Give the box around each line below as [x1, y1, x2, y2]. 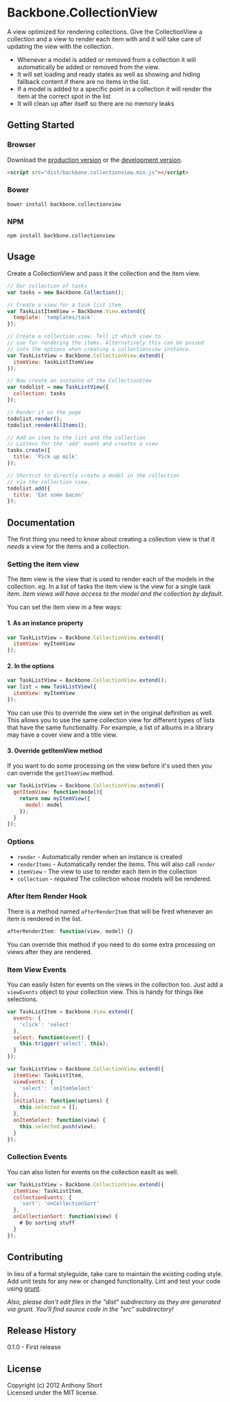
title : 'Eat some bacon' [13, 491, 84, 498]
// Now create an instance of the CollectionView [7, 377, 152, 385]
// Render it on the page [7, 409, 81, 416]
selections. [7, 995, 38, 1004]
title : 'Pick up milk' [13, 453, 78, 460]
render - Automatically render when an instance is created [16, 852, 183, 861]
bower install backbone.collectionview [7, 201, 122, 208]
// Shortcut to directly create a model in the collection [7, 472, 180, 479]
